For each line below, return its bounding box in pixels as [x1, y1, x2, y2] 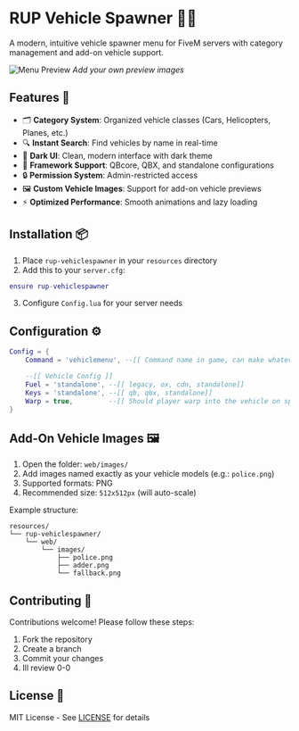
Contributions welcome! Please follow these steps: [9, 617, 195, 627]
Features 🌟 [9, 90, 70, 105]
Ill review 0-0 [21, 662, 71, 673]
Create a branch [21, 644, 82, 654]
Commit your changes [21, 653, 104, 663]
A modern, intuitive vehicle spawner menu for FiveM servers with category [9, 37, 283, 48]
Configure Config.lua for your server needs [21, 298, 183, 309]
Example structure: [9, 504, 78, 516]
